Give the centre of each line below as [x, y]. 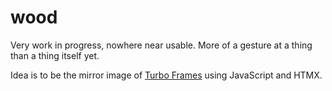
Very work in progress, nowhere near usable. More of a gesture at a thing [161, 45]
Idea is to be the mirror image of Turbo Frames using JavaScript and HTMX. [166, 75]
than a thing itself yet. [55, 55]
